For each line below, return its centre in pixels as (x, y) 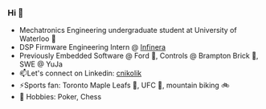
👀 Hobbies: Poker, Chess (60, 97)
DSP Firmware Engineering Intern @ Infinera (92, 47)
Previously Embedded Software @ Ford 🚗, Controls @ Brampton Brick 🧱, (139, 56)
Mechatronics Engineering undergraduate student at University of (128, 30)
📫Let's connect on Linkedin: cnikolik (80, 73)
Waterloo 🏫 (38, 38)
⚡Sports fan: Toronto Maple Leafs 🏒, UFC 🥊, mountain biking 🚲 (124, 85)
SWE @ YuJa (41, 64)
